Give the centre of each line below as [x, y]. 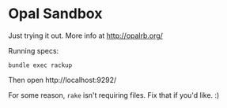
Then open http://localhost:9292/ [62, 80]
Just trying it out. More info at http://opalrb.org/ [86, 35]
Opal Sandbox [55, 14]
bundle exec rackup [40, 65]
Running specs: [34, 50]
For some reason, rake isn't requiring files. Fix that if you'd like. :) [114, 95]
